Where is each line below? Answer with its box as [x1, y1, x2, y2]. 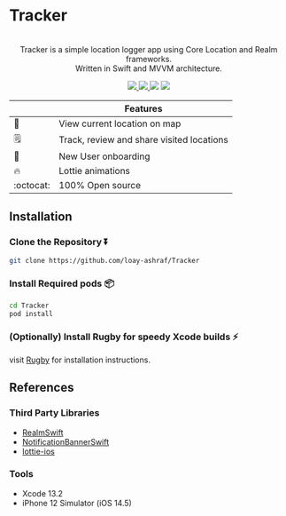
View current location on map [58, 117, 182, 130]
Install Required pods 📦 [9, 277, 115, 290]
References [9, 380, 74, 395]
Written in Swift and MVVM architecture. [74, 63, 223, 74]
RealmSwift [21, 427, 64, 438]
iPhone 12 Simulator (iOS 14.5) [21, 497, 133, 508]
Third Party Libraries [9, 407, 100, 419]
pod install [9, 309, 53, 318]
